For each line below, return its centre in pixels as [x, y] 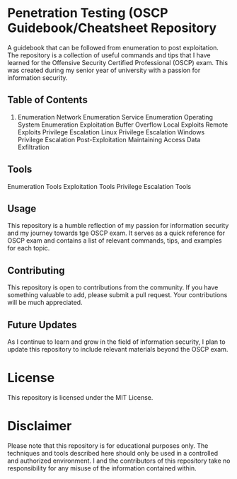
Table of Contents [48, 100]
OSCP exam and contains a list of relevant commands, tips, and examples [115, 241]
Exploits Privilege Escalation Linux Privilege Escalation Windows [111, 132]
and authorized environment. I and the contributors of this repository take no [119, 461]
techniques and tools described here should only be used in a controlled [112, 453]
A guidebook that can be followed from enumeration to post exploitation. [113, 47]
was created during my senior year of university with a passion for [104, 70]
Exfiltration [33, 147]
